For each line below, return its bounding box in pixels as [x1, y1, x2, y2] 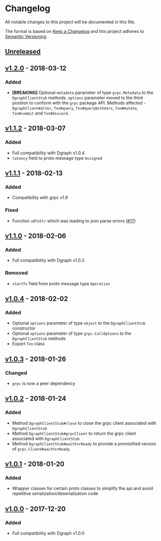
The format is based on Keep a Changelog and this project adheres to [5, 28, 145, 34]
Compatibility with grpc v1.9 [12, 195, 68, 200]
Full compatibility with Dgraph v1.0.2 [12, 258, 85, 263]
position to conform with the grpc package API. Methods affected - [12, 100, 146, 106]
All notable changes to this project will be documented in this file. [5, 19, 136, 25]
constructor [12, 326, 36, 331]
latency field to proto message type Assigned [12, 155, 103, 161]
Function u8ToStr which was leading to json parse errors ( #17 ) [12, 218, 136, 224]
